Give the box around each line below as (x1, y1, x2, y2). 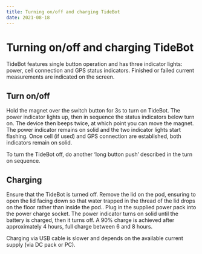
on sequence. (6, 157, 41, 164)
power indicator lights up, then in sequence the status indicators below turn (6, 113, 195, 121)
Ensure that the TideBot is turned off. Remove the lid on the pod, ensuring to (6, 191, 197, 198)
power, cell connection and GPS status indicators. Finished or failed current (6, 67, 195, 74)
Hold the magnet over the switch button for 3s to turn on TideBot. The (6, 107, 180, 114)
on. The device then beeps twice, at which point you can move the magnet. (6, 120, 194, 127)
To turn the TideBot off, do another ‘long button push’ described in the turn (6, 151, 192, 158)
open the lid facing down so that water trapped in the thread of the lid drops (6, 197, 195, 204)
